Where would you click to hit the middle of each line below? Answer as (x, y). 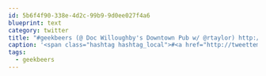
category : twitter (38, 30)
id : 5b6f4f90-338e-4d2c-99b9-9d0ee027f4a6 (79, 15)
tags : (17, 52)
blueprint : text (35, 23)
